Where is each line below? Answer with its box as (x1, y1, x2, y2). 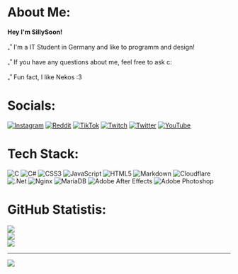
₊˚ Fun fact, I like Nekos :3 (7, 72, 83, 81)
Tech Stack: (7, 146, 79, 162)
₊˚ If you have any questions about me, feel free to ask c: (7, 57, 172, 66)
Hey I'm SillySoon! (7, 28, 62, 36)
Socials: (7, 98, 56, 114)
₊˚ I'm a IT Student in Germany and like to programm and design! (7, 42, 195, 51)
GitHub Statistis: (7, 202, 106, 217)
